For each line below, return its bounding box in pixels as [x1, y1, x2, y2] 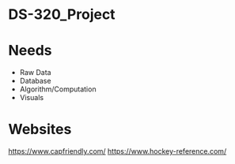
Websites [8, 121, 72, 139]
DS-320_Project [8, 6, 116, 24]
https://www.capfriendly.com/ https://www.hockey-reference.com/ [8, 147, 227, 156]
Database [19, 76, 51, 86]
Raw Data [19, 68, 51, 77]
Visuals [19, 93, 44, 102]
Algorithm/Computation [19, 84, 97, 94]
